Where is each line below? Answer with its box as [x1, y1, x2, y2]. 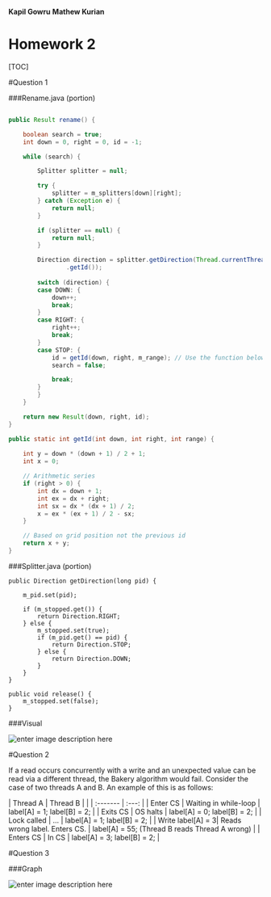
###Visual [8, 718, 43, 728]
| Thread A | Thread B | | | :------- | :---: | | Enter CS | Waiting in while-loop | [8, 798, 261, 807]
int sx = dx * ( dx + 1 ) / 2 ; [37, 502, 135, 510]
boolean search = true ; [23, 130, 103, 138]
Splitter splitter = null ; [37, 167, 128, 175]
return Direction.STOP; [51, 640, 131, 649]
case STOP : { [37, 346, 81, 354]
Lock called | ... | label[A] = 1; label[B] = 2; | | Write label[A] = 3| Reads [8, 815, 242, 825]
